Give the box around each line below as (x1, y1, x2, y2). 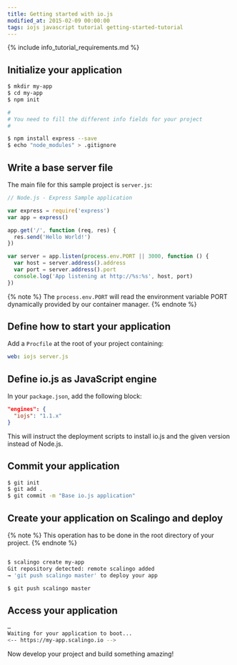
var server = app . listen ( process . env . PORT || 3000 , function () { (7, 253, 209, 260)
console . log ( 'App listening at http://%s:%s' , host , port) (14, 273, 193, 280)
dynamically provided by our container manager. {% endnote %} (7, 300, 198, 308)
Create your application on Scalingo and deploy (7, 512, 223, 524)
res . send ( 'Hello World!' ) (14, 233, 91, 240)
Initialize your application (7, 64, 123, 76)
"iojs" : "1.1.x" (14, 412, 62, 420)
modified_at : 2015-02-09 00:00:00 (7, 17, 111, 24)
